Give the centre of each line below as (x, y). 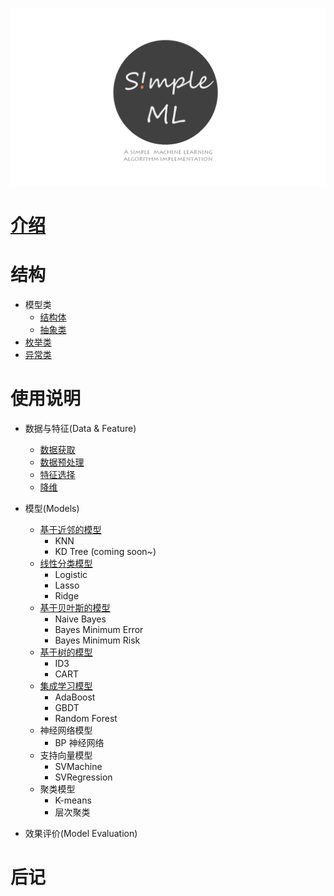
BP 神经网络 (79, 742)
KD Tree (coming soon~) (105, 551)
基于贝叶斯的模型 (75, 607)
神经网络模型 (66, 730)
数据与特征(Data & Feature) (80, 428)
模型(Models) (52, 508)
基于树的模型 (66, 652)
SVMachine (78, 766)
